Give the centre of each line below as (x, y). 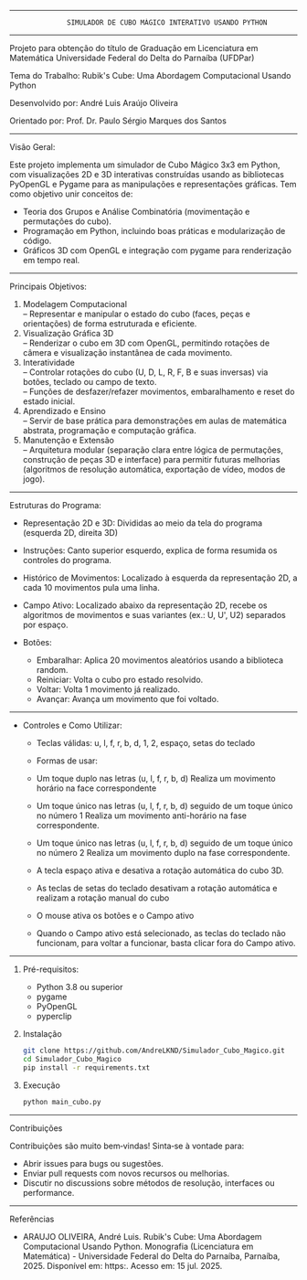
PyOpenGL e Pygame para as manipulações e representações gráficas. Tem (153, 184)
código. (37, 240)
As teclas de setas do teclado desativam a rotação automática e (157, 888)
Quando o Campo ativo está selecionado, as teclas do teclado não (161, 933)
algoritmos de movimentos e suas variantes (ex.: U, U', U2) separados (154, 615)
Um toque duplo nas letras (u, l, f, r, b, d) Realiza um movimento (156, 779)
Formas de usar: (67, 761)
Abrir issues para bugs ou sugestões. (93, 1163)
